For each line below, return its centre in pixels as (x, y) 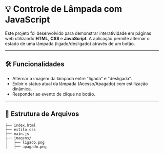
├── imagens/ (18, 138)
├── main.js (17, 134)
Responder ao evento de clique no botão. (54, 94)
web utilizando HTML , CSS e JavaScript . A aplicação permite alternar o (77, 38)
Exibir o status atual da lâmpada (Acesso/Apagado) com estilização (80, 84)
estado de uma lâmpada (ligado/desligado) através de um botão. (70, 44)
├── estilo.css (20, 130)
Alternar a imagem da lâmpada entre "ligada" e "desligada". (72, 78)
